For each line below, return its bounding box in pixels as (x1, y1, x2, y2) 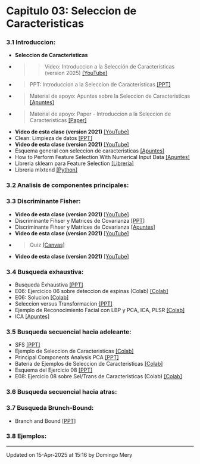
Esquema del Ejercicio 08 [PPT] (14, 366, 93, 373)
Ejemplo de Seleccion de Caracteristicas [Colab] (14, 347, 134, 355)
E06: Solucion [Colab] (14, 294, 69, 301)
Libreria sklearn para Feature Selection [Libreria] (14, 160, 134, 167)
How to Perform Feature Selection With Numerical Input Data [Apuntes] (14, 154, 190, 161)
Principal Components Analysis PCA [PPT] (14, 354, 119, 361)
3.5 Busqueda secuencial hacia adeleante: (6, 328, 132, 336)
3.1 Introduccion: (6, 38, 56, 46)
